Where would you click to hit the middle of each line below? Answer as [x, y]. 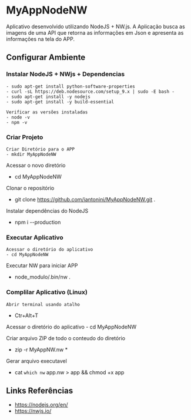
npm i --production [38, 222]
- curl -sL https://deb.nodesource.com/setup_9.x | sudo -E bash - [91, 92]
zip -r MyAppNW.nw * [41, 350]
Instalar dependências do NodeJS [47, 211]
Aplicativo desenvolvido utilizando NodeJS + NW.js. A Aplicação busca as [95, 26]
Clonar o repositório [30, 188]
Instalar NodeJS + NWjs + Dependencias [66, 74]
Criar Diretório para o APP [41, 149]
